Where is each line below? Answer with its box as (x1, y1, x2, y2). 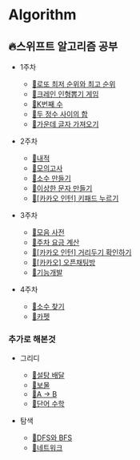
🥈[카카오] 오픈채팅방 (31, 258, 96, 267)
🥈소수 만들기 (31, 174, 72, 183)
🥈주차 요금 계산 (31, 238, 80, 247)
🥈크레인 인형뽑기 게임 (31, 90, 99, 99)
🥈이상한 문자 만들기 (31, 184, 93, 193)
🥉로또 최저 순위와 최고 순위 (31, 79, 116, 89)
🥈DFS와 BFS (31, 433, 73, 442)
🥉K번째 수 (31, 99, 63, 109)
